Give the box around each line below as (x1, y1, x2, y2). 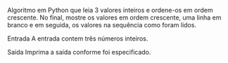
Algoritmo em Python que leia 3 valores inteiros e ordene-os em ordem (7, 6, 213, 14)
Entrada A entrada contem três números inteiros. (7, 34, 148, 43)
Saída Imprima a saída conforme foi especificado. (7, 48, 151, 56)
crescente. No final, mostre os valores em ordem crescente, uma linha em (7, 13, 222, 22)
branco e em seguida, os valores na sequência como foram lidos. (7, 21, 197, 29)
